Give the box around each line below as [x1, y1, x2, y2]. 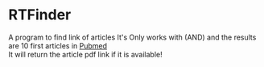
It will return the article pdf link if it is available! [8, 49, 163, 59]
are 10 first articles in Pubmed [8, 40, 107, 50]
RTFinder [8, 6, 72, 24]
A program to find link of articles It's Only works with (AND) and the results [8, 32, 257, 42]
